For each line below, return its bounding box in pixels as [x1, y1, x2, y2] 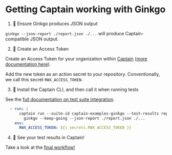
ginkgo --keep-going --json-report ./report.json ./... [24, 116, 145, 121]
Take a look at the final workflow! [5, 144, 75, 150]
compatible [5, 36, 29, 42]
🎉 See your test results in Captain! [12, 135, 84, 141]
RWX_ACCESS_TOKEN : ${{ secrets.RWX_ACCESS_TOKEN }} [18, 125, 132, 130]
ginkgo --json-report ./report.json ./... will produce [5, 30, 124, 36]
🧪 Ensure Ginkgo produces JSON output [12, 20, 98, 27]
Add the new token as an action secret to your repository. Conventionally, [5, 71, 160, 77]
